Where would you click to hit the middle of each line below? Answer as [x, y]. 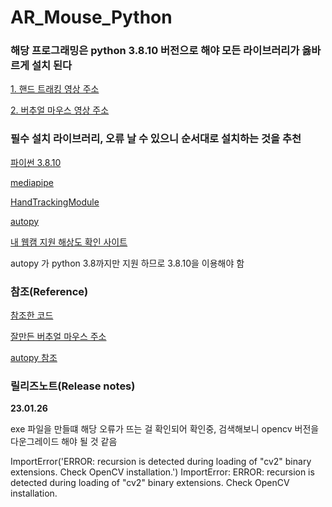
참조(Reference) [49, 291]
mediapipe [32, 182]
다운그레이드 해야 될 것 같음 [64, 442]
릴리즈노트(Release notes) [73, 386]
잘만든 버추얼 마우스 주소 [58, 337]
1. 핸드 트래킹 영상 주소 [55, 89]
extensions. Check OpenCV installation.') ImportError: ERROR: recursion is [162, 472]
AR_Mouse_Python [91, 17]
